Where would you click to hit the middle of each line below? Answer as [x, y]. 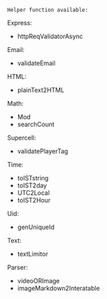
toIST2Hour [34, 200]
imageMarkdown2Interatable [58, 288]
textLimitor [33, 254]
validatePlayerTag [42, 151]
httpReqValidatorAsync [50, 36]
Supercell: [22, 138]
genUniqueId [36, 227]
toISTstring [33, 178]
